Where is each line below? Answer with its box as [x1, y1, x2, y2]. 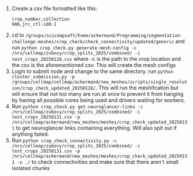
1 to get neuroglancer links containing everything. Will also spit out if [11, 125, 177, 131]
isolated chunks [11, 165, 50, 171]
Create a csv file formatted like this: [11, 5, 98, 12]
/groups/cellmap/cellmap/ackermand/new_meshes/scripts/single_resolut [11, 79, 188, 85]
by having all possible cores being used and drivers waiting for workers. [11, 96, 185, 103]
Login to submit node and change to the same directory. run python [11, 68, 174, 75]
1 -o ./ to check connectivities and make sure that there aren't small [11, 158, 179, 165]
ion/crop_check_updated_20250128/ [11, 85, 96, 91]
